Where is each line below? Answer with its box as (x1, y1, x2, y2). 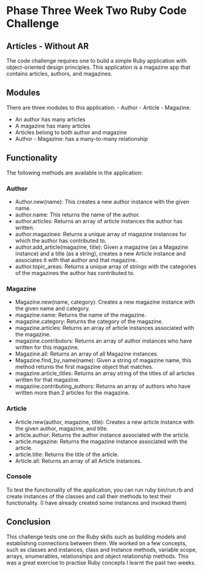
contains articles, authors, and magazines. (6, 70, 112, 77)
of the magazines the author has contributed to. (15, 269, 135, 276)
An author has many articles (15, 115, 86, 123)
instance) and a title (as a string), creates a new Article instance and (15, 249, 186, 257)
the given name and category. (15, 305, 91, 312)
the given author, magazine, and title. (15, 424, 108, 432)
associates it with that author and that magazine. (15, 256, 137, 263)
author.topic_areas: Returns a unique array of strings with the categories (15, 263, 196, 270)
